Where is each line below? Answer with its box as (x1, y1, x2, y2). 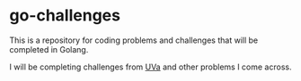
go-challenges (9, 5, 121, 26)
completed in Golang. (9, 44, 89, 54)
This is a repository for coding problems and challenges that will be (9, 35, 259, 45)
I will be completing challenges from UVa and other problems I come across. (9, 61, 292, 72)
